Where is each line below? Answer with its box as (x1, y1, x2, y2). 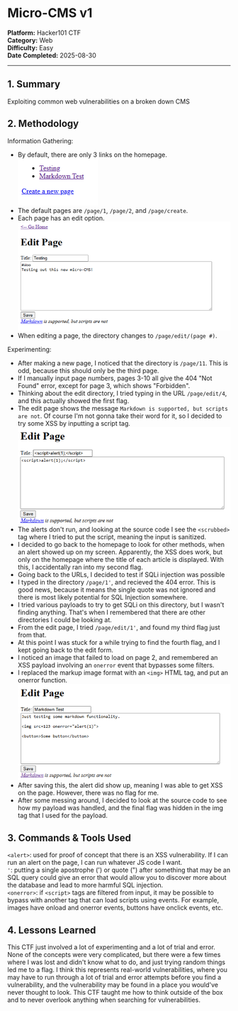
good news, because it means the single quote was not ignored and (17, 585, 216, 594)
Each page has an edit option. (17, 214, 105, 222)
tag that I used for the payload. (17, 811, 108, 820)
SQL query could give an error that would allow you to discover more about (7, 873, 227, 882)
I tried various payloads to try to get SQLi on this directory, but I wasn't (17, 600, 225, 609)
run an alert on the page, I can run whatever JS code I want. (7, 858, 183, 867)
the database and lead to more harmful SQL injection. (7, 881, 164, 890)
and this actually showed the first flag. (17, 396, 130, 405)
